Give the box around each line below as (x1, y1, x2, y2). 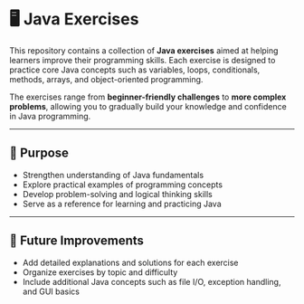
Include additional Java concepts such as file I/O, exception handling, (22, 276, 281, 287)
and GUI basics (22, 286, 80, 297)
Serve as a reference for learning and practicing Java (22, 198, 222, 209)
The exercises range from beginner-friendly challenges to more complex (9, 91, 287, 102)
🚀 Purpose (9, 146, 70, 161)
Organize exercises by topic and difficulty (22, 266, 178, 278)
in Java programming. (9, 110, 91, 121)
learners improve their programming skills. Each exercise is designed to (9, 54, 276, 65)
